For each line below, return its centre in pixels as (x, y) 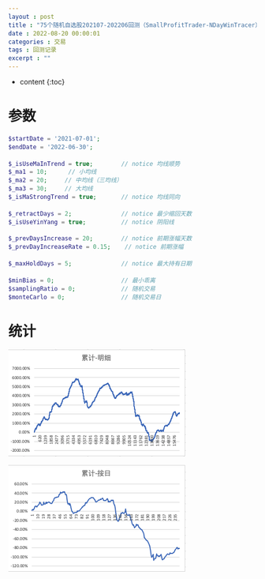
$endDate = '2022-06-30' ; (50, 147)
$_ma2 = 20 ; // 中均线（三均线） (65, 180)
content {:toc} (42, 82)
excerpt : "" (30, 58)
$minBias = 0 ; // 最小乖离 (82, 280)
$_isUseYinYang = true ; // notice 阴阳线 (91, 222)
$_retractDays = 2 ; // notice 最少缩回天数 (100, 213)
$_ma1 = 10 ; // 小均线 (52, 172)
